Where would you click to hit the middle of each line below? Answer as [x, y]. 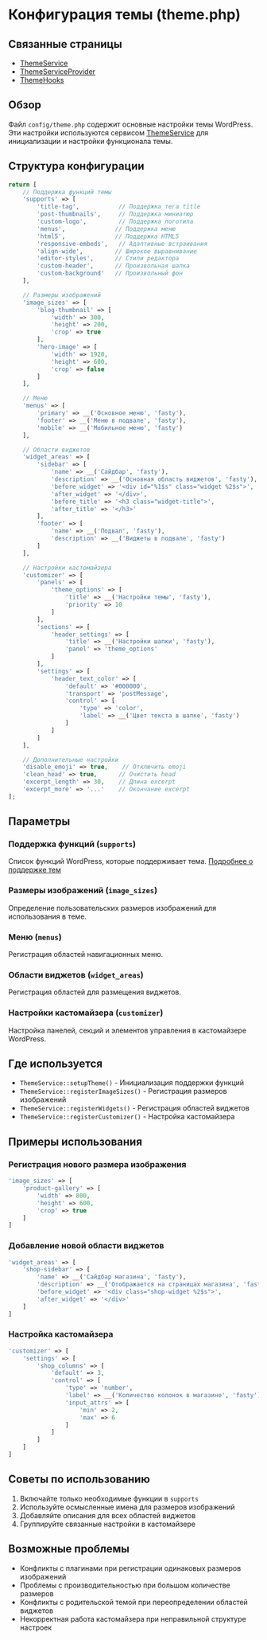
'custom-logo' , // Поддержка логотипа [115, 221]
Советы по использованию [79, 1480]
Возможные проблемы [69, 1549]
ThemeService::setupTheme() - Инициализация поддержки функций [132, 1083]
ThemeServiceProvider [58, 72]
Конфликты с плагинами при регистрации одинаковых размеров [130, 1568]
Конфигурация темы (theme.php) [124, 15]
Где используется [56, 1064]
